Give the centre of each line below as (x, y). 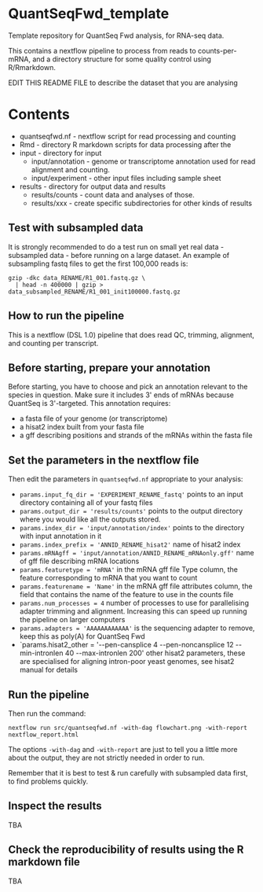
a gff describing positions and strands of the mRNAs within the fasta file (136, 435)
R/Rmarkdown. (32, 67)
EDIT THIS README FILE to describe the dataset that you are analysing (123, 83)
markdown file (44, 862)
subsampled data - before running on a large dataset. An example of (119, 255)
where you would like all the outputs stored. (90, 519)
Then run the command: (47, 713)
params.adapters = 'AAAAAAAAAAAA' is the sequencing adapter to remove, (137, 628)
